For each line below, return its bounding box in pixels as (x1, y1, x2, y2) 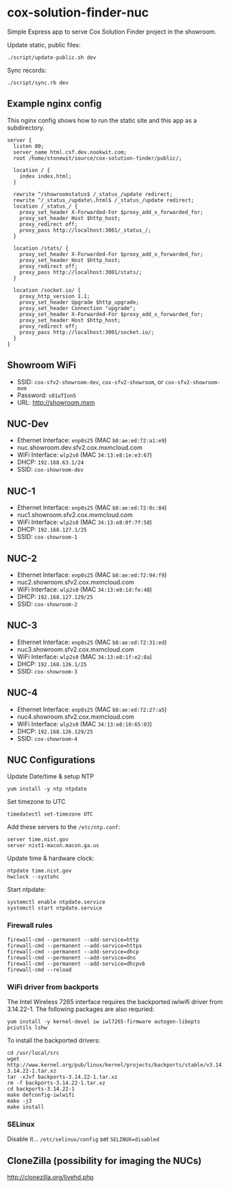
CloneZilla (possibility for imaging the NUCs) (7, 1154, 202, 1167)
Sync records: (7, 66, 47, 74)
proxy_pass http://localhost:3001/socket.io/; (19, 329, 155, 335)
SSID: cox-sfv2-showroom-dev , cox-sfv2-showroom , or (16, 377, 164, 385)
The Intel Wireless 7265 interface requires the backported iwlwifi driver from (7, 998, 223, 1006)
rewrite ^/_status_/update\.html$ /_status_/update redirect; (13, 197, 194, 204)
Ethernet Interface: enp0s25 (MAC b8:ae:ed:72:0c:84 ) (16, 503, 167, 512)
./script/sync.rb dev (7, 79, 69, 86)
